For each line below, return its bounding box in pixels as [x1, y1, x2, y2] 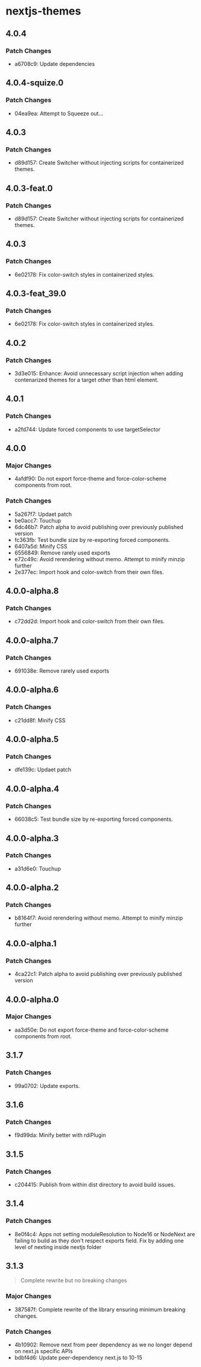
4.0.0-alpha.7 [5, 635, 59, 645]
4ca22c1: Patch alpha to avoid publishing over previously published [14, 970, 182, 978]
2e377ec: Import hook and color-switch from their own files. [14, 568, 164, 576]
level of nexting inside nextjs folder [14, 1243, 102, 1251]
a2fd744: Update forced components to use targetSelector [14, 426, 161, 433]
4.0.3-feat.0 [5, 183, 53, 193]
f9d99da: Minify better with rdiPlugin [14, 1131, 106, 1139]
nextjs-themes [5, 4, 81, 18]
